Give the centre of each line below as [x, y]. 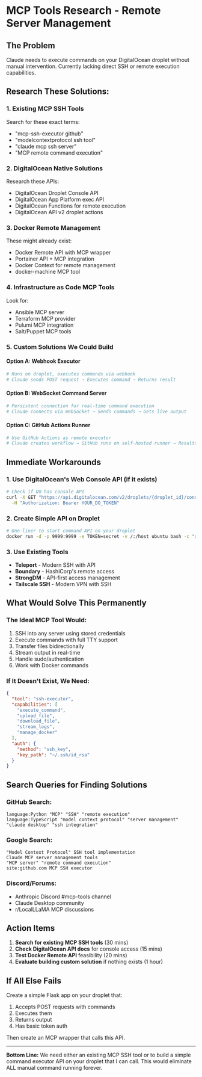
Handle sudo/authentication [49, 659]
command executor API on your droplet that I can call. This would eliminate [99, 1061]
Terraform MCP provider [45, 318]
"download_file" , [39, 721]
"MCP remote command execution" [59, 153]
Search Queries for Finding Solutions [77, 785]
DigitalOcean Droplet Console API [57, 193]
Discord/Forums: [32, 883]
